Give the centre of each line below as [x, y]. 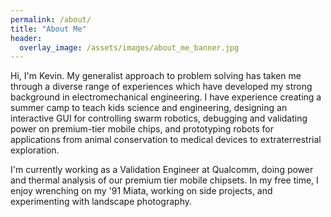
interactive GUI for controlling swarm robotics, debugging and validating [159, 118]
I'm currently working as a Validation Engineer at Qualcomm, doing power [162, 170]
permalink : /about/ [51, 19]
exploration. [35, 150]
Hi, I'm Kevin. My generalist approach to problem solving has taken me [156, 76]
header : [26, 38]
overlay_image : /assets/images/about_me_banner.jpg [129, 47]
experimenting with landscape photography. [101, 202]
